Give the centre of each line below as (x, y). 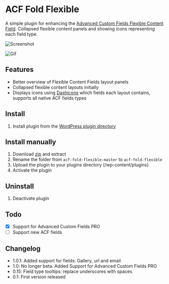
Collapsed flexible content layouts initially (55, 87)
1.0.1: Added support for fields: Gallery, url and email (67, 260)
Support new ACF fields (37, 232)
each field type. (21, 34)
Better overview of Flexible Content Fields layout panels (70, 82)
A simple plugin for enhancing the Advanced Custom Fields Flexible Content (84, 23)
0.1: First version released (39, 276)
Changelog (23, 248)
